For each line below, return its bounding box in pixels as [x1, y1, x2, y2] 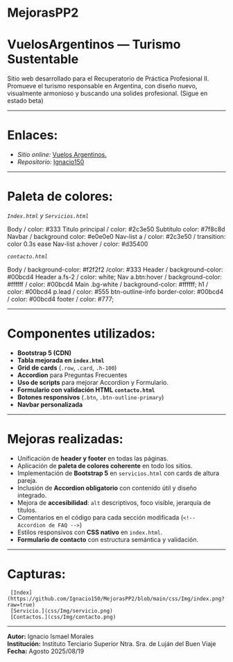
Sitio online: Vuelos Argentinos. [17, 151, 107, 159]
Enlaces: [7, 127, 58, 143]
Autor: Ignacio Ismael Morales [7, 632, 94, 640]
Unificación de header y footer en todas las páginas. [17, 454, 169, 463]
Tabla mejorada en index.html [17, 356, 105, 364]
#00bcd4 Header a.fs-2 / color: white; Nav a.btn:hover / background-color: [7, 273, 222, 281]
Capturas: [7, 566, 66, 582]
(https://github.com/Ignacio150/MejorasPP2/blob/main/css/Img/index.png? [7, 595, 225, 602]
